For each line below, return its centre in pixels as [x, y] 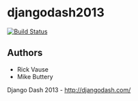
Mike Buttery [35, 76]
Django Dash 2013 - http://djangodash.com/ [69, 89]
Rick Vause [33, 69]
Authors [25, 53]
